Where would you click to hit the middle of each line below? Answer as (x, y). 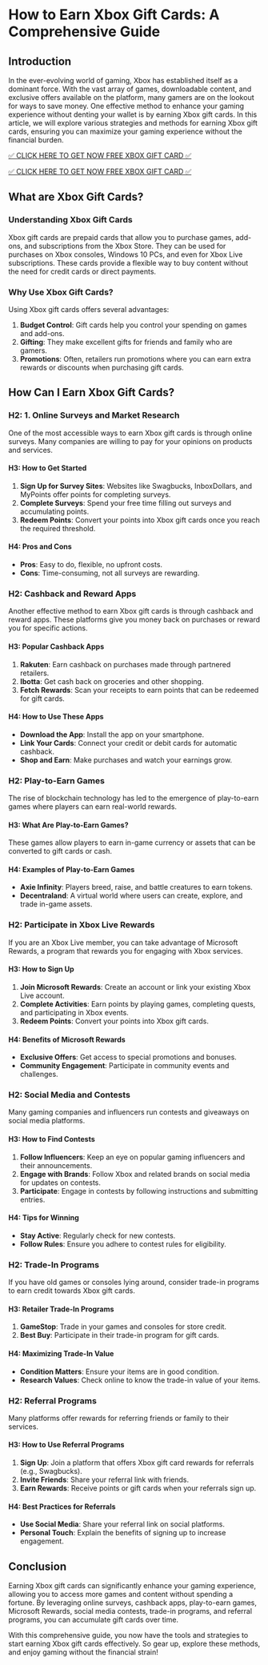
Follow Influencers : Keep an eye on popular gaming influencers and (132, 1157)
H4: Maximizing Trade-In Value (61, 1353)
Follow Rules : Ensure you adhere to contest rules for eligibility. (123, 1244)
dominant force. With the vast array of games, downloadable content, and (130, 89)
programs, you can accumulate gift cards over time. (93, 1620)
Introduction (40, 61)
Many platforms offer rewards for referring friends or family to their (119, 1418)
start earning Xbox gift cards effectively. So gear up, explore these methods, (134, 1644)
